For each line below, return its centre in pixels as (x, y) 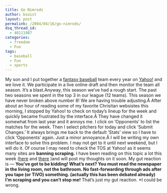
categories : (17, 38)
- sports (19, 65)
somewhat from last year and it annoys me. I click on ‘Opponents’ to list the (82, 122)
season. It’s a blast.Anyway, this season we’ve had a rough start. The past (81, 90)
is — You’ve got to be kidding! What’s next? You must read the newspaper (83, 164)
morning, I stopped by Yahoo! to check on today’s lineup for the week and (81, 111)
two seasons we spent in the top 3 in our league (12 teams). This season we (83, 96)
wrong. (12, 185)
